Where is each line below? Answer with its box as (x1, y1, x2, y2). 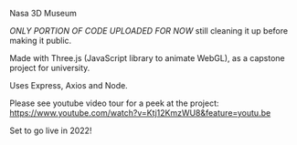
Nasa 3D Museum (9, 8, 78, 18)
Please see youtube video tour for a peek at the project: (9, 98, 219, 109)
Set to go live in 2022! (9, 125, 92, 136)
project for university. (9, 63, 90, 73)
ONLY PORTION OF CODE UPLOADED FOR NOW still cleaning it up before (9, 26, 289, 36)
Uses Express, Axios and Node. (9, 80, 128, 90)
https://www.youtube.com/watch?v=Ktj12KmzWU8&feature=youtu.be (9, 108, 271, 118)
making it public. (9, 36, 72, 46)
